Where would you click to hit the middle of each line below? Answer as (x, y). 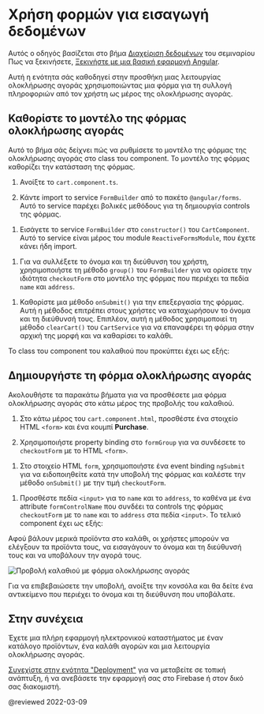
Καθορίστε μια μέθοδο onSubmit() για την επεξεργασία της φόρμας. (132, 302)
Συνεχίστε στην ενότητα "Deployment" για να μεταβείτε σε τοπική (117, 670)
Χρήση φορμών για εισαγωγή (109, 15)
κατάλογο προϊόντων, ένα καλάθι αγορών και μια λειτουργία (109, 646)
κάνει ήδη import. (48, 246)
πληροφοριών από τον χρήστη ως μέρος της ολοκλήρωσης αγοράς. (121, 93)
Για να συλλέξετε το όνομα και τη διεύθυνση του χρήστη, (114, 261)
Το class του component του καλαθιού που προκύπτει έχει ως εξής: (119, 351)
